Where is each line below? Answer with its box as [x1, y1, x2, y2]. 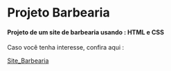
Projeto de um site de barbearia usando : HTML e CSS [7, 28, 165, 36]
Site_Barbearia [7, 57, 49, 65]
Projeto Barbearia [7, 5, 110, 21]
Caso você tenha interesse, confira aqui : [7, 43, 125, 52]
